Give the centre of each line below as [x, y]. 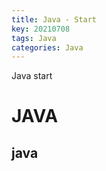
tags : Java [34, 38]
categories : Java [47, 47]
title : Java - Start [54, 19]
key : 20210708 [41, 29]
